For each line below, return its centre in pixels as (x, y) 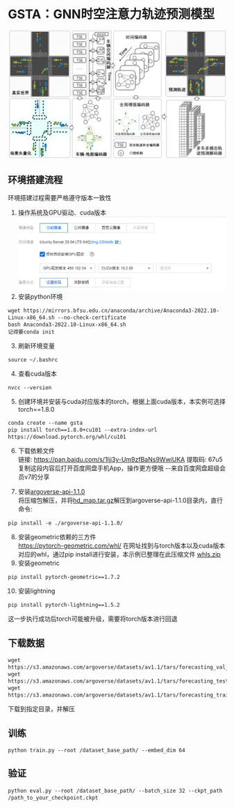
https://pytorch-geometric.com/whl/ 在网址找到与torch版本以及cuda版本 (121, 546)
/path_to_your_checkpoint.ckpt (53, 798)
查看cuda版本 (37, 374)
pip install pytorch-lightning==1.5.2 (64, 605)
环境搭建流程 (35, 179)
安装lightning (36, 591)
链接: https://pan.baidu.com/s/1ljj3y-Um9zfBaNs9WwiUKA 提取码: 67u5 (120, 460)
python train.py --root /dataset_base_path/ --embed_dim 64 (97, 751)
